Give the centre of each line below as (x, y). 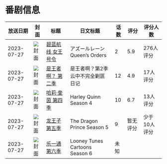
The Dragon (84, 121)
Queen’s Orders (88, 55)
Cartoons (81, 147)
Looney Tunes (87, 141)
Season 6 (81, 153)
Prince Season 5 (89, 127)
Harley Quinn (85, 96)
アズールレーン (88, 49)
